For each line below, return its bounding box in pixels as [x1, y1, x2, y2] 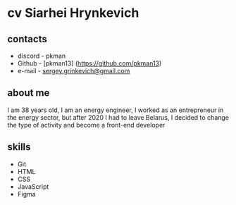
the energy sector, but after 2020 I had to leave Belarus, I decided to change [7, 113, 229, 121]
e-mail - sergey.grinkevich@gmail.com [17, 67, 130, 75]
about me [7, 87, 50, 99]
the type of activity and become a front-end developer [7, 120, 166, 129]
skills [7, 141, 31, 153]
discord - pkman [17, 51, 66, 60]
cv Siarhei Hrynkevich [7, 5, 139, 21]
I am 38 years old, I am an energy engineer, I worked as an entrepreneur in [7, 106, 224, 114]
